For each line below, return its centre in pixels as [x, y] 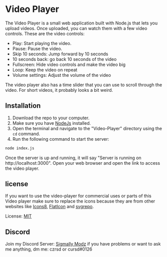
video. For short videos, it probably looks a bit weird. [59, 90]
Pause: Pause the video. [37, 48]
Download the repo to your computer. [51, 118]
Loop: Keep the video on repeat [45, 70]
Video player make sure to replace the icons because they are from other [80, 201]
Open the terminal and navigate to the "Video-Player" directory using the [87, 128]
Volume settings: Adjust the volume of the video [62, 75]
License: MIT [18, 216]
